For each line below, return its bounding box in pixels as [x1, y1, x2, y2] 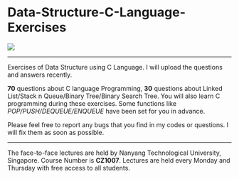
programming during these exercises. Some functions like [7, 99, 176, 107]
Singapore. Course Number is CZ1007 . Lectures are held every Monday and [7, 156, 230, 164]
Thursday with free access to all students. [7, 163, 130, 172]
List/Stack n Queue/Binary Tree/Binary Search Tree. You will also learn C [7, 92, 221, 100]
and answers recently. [7, 70, 73, 79]
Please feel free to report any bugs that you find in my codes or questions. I [7, 120, 229, 129]
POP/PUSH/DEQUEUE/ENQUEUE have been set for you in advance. [7, 107, 206, 115]
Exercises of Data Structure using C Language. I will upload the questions [7, 63, 223, 71]
